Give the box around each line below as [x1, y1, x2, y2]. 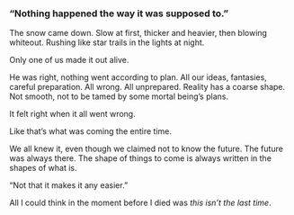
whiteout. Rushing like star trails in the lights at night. [9, 37, 205, 48]
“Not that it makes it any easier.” [9, 180, 129, 191]
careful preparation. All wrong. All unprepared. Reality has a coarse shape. [9, 82, 286, 93]
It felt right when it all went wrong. [9, 109, 137, 120]
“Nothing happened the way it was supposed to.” [9, 7, 229, 20]
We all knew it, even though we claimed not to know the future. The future [9, 143, 283, 155]
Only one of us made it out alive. [9, 55, 129, 66]
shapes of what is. [9, 163, 78, 174]
